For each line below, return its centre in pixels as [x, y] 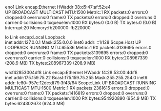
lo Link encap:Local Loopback [35, 37]
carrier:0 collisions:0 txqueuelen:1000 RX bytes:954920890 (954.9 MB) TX [80, 98]
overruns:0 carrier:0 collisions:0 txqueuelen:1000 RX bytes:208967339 [76, 58]
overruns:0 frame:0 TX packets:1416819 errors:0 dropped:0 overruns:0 [76, 93]
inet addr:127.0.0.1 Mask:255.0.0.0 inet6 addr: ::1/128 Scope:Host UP [73, 42]
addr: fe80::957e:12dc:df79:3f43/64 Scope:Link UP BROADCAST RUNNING [81, 83]
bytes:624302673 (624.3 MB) [35, 103]
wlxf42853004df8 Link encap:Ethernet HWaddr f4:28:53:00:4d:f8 [71, 72]
